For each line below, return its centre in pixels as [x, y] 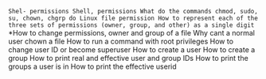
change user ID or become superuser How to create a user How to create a [132, 50]
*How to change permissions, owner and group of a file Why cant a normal [131, 33]
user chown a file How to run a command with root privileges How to [121, 41]
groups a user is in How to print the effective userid [92, 66]
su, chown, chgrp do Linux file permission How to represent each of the [133, 18]
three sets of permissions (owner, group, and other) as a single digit [131, 25]
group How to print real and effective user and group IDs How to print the [128, 58]
